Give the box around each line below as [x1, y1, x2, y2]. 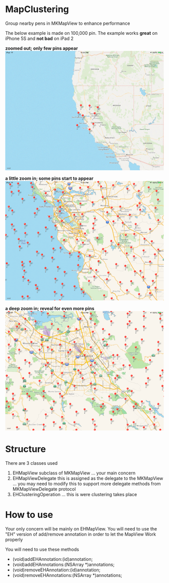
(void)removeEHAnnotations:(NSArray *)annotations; [12, 572, 122, 578]
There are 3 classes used [5, 460, 58, 466]
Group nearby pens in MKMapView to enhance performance [5, 20, 130, 26]
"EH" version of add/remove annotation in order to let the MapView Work [5, 531, 156, 537]
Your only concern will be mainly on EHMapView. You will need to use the [5, 525, 157, 531]
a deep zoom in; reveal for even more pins [5, 305, 95, 311]
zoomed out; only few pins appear [5, 45, 78, 51]
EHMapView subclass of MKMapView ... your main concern [12, 470, 136, 476]
